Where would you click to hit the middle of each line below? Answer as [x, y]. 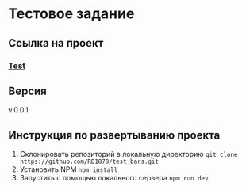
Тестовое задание [71, 14]
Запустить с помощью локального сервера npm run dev [114, 178]
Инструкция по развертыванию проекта [114, 135]
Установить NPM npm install [69, 169]
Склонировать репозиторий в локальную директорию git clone [129, 154]
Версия [28, 91]
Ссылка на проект [56, 43]
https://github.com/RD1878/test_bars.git [89, 162]
